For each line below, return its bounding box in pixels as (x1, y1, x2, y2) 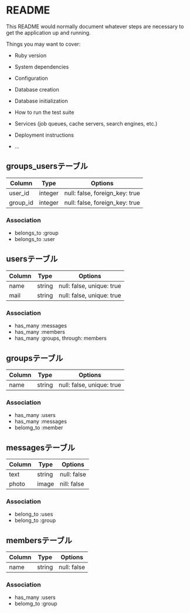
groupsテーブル (6, 353, 63, 363)
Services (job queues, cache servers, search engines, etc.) (14, 120, 158, 127)
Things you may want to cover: (6, 40, 81, 48)
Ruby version (14, 52, 47, 59)
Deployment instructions (14, 131, 74, 138)
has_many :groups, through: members (14, 335, 107, 342)
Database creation (14, 86, 60, 93)
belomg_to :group (14, 600, 57, 607)
